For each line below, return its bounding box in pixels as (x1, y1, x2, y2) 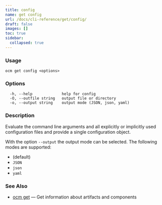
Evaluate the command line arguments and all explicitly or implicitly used (5, 123, 156, 129)
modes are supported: (5, 144, 51, 150)
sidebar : (5, 36, 24, 41)
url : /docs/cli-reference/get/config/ (5, 17, 87, 22)
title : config (5, 7, 35, 13)
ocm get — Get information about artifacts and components (12, 194, 137, 200)
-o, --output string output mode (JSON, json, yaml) (10, 100, 130, 106)
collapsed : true (10, 40, 44, 45)
